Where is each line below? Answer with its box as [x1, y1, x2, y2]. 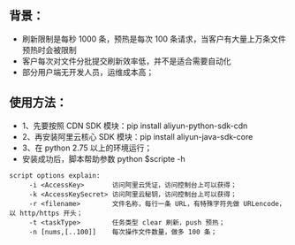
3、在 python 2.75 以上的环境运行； [21, 142, 153, 153]
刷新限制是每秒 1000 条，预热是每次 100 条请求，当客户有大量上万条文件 [21, 34, 287, 44]
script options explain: [9, 171, 101, 180]
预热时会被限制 [21, 44, 77, 55]
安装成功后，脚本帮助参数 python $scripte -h [21, 153, 185, 164]
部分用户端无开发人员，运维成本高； [21, 66, 155, 77]
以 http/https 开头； [9, 209, 84, 218]
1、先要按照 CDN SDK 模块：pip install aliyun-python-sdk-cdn [21, 120, 248, 131]
